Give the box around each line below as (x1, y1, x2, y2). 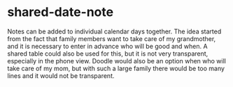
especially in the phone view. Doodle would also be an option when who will (7, 56, 226, 65)
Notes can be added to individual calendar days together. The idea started (7, 27, 222, 35)
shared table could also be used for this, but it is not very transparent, (7, 49, 209, 58)
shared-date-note (7, 4, 114, 20)
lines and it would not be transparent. (7, 71, 115, 80)
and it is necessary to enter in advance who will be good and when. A (7, 42, 208, 50)
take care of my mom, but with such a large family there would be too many (7, 64, 225, 72)
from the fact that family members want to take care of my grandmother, (7, 34, 216, 42)
